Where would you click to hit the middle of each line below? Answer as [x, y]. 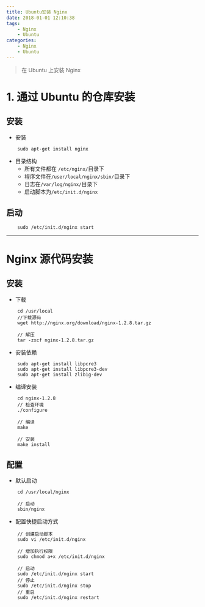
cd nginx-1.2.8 [37, 398]
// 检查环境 [31, 404]
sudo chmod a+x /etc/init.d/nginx [61, 557]
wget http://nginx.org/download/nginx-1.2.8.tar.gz [84, 323]
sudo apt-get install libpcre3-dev [63, 369]
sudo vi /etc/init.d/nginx [52, 540]
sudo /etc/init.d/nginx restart [58, 598]
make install [34, 444]
